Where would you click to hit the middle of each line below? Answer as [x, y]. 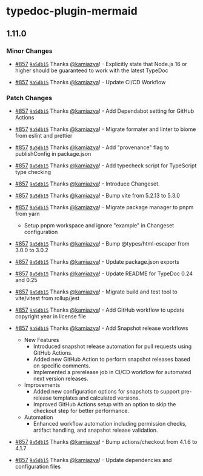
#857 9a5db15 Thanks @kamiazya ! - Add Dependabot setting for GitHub [105, 111]
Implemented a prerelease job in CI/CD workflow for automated [112, 372]
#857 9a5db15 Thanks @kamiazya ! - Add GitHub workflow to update [100, 310]
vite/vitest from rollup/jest [47, 298]
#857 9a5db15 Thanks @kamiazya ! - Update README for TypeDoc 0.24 [104, 273]
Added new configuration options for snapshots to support [106, 392]
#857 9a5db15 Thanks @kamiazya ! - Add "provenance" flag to [92, 147]
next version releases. [61, 379]
